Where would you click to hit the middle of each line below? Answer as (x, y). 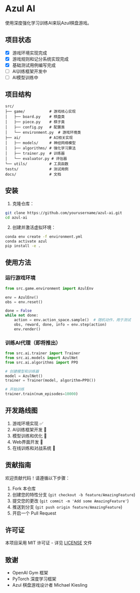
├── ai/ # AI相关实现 (39, 138)
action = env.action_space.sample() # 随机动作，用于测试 (72, 320)
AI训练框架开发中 (30, 71)
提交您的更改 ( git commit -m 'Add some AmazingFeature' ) (70, 501)
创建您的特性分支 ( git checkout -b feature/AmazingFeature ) (74, 494)
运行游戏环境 (20, 278)
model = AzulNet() (24, 376)
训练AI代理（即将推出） (33, 342)
